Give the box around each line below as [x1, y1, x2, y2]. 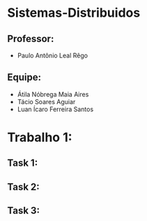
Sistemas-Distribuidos [7, 5, 141, 21]
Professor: [7, 33, 54, 45]
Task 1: [7, 157, 38, 169]
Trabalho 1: [7, 129, 72, 145]
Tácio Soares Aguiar [17, 97, 76, 106]
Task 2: [7, 180, 40, 193]
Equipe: [7, 71, 42, 83]
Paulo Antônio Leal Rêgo [17, 51, 88, 59]
